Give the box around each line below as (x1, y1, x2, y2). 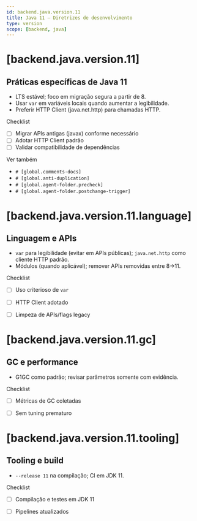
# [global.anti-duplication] (15, 175, 90, 181)
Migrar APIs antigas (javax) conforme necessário (15, 130, 139, 137)
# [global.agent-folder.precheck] (15, 182, 103, 188)
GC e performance (6, 357, 78, 368)
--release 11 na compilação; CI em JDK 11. (15, 471, 124, 479)
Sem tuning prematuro (15, 409, 72, 417)
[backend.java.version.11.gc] (6, 332, 156, 346)
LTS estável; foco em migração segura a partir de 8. (15, 93, 146, 101)
